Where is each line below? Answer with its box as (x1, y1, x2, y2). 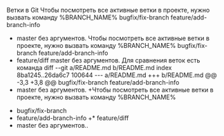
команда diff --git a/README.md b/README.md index (16, 64, 172, 71)
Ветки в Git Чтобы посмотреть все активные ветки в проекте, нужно (6, 6, 210, 14)
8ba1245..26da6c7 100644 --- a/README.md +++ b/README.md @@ (16, 71, 217, 79)
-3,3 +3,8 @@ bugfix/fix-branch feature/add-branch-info (16, 78, 180, 86)
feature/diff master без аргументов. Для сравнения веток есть (16, 56, 200, 65)
